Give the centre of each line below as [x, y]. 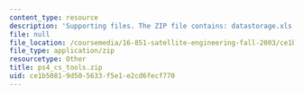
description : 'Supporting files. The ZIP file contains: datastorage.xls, [153, 26]
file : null [30, 34]
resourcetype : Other [48, 59]
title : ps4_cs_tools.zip [56, 68]
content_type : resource [54, 17]
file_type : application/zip [62, 51]
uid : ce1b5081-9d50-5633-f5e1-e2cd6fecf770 [92, 76]
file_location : [38, 43]
